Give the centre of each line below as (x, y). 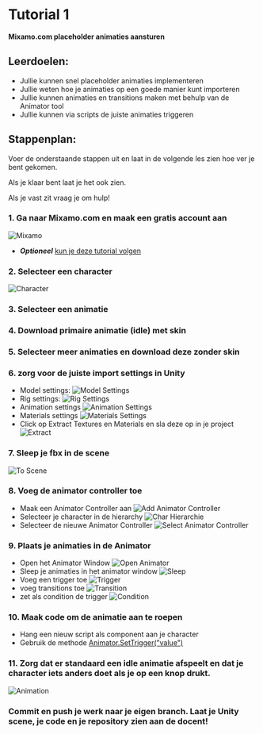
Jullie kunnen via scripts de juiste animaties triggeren (107, 114)
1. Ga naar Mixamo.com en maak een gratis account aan (118, 218)
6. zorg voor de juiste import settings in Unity (97, 373)
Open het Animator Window (65, 563)
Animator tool (42, 106)
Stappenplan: (42, 139)
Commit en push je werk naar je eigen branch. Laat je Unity (124, 711)
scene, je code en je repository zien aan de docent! (108, 721)
